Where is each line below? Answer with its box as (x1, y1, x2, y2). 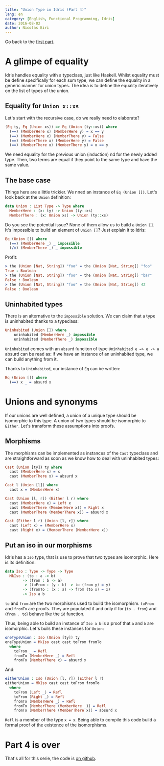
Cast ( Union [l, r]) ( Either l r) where (5, 496, 89, 501)
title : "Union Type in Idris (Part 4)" (5, 7, 87, 12)
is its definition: (5, 559, 36, 565)
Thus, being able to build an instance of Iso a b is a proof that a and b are (5, 621, 154, 626)
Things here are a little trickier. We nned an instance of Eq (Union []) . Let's (5, 189, 158, 195)
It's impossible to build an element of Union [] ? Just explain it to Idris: (5, 227, 146, 233)
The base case (5, 176, 51, 184)
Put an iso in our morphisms (5, 541, 92, 550)
